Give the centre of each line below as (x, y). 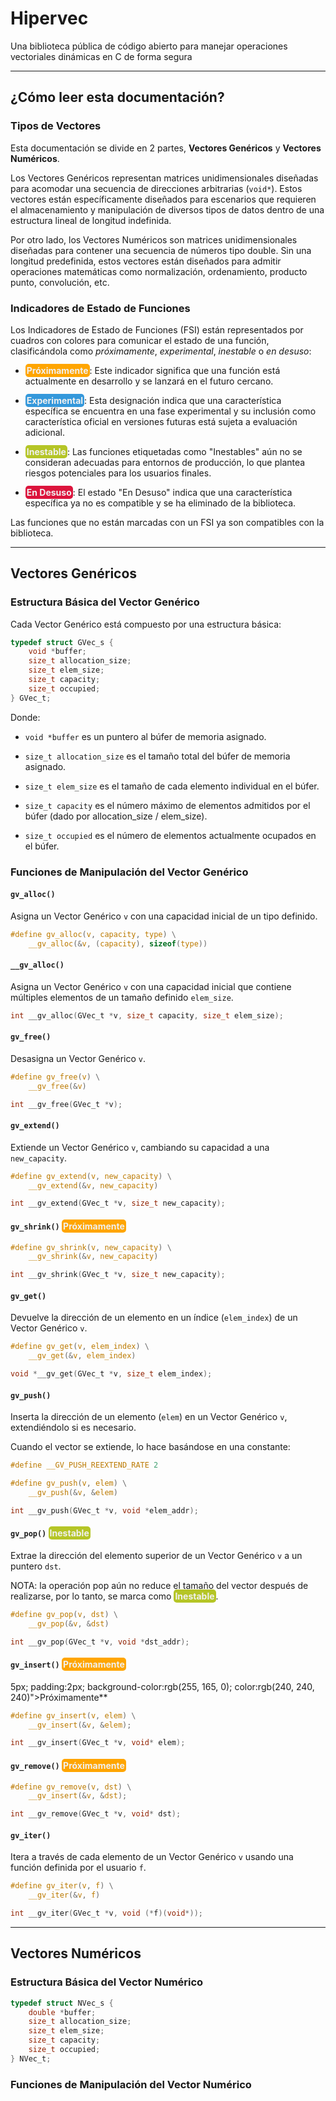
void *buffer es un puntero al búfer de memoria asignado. (145, 736)
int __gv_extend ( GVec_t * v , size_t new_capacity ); (118, 1203)
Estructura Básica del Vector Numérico (107, 1982)
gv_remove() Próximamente (67, 1765)
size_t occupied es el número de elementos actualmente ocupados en (170, 835)
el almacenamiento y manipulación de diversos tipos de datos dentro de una (167, 209)
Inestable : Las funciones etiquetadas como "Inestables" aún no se (164, 451)
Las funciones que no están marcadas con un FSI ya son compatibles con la (167, 522)
